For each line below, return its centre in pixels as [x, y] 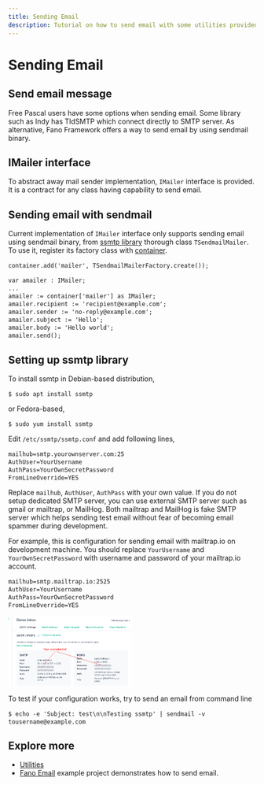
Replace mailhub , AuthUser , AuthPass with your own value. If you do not [123, 492]
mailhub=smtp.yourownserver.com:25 [66, 454]
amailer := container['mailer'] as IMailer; [82, 296]
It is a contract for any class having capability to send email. [105, 190]
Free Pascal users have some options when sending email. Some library [125, 113]
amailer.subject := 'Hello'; [56, 320]
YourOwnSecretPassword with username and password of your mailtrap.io [125, 557]
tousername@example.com [47, 722]
